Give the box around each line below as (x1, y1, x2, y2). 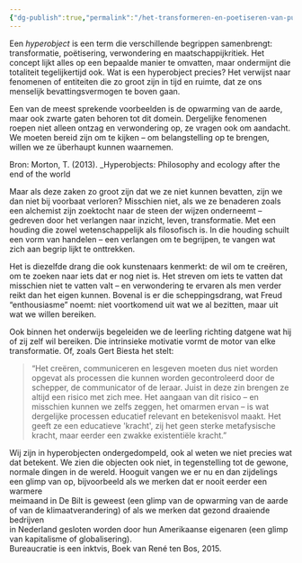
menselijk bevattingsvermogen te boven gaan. (9, 86, 181, 96)
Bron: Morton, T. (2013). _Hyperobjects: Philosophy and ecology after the (9, 159, 280, 169)
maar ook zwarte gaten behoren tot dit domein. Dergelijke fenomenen (9, 113, 268, 123)
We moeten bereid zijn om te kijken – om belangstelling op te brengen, (9, 132, 270, 142)
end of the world (9, 168, 71, 179)
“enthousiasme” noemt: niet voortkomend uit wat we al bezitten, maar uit (9, 299, 279, 310)
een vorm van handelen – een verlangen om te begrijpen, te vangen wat (9, 233, 276, 244)
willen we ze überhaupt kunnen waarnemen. (9, 141, 173, 152)
